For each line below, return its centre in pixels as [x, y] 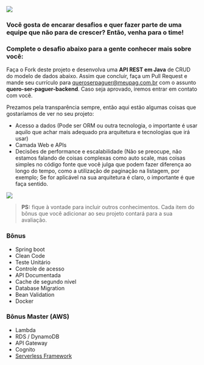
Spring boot [30, 249]
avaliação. [34, 220]
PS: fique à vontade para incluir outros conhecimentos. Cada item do [108, 207]
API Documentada [38, 275]
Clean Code [30, 255]
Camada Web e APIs [41, 145]
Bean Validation [35, 294]
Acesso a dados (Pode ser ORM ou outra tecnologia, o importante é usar [106, 126]
